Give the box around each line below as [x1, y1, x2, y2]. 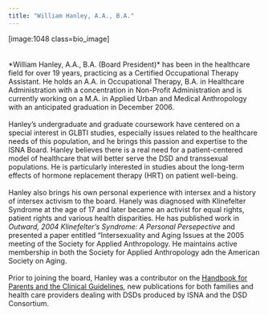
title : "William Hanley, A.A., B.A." [8, 11, 135, 20]
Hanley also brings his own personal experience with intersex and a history [8, 187, 257, 197]
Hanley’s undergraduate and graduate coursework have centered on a [8, 119, 241, 129]
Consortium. [8, 298, 50, 308]
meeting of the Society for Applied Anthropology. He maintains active [8, 239, 238, 248]
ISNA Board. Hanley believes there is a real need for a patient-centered [8, 145, 243, 154]
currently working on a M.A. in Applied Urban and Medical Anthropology [8, 93, 247, 103]
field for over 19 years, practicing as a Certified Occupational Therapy [8, 67, 239, 77]
